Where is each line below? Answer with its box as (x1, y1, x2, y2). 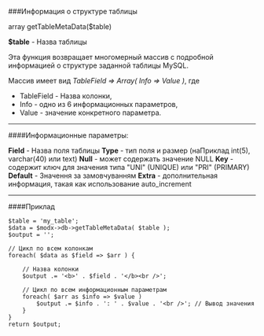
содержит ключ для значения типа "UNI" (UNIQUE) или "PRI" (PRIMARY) (8, 163, 250, 172)
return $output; (8, 320, 61, 328)
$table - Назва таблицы (8, 37, 88, 46)
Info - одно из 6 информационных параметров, (19, 100, 178, 109)
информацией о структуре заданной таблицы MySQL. (8, 61, 189, 70)
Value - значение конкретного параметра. (19, 108, 162, 117)
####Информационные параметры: (8, 131, 129, 140)
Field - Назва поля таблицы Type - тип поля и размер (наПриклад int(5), (8, 146, 251, 155)
